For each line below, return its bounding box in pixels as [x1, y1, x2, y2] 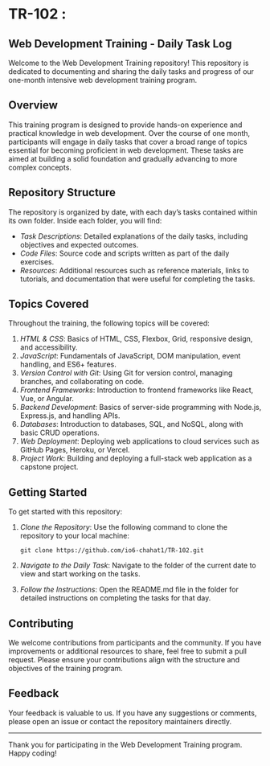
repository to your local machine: [19, 531, 130, 541]
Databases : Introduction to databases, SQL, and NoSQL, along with [19, 420, 243, 429]
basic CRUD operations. [19, 428, 100, 438]
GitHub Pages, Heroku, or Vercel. [19, 445, 130, 455]
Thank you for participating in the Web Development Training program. [8, 739, 243, 749]
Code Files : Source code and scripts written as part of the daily [19, 248, 230, 258]
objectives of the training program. [8, 664, 123, 674]
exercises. [19, 256, 55, 266]
